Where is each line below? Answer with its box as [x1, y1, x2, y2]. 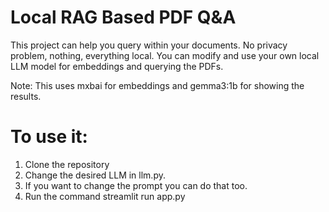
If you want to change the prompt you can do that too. [24, 179, 248, 191]
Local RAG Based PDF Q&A [10, 6, 237, 29]
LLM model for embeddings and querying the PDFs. [10, 60, 224, 72]
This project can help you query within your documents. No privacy [10, 39, 288, 51]
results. [10, 90, 42, 102]
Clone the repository [24, 158, 110, 170]
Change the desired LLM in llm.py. [24, 169, 166, 181]
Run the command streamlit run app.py [24, 190, 186, 202]
